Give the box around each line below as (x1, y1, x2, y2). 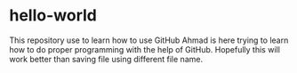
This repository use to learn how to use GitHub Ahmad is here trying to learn (9, 35, 289, 45)
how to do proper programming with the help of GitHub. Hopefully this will (9, 44, 280, 54)
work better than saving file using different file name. (9, 53, 203, 64)
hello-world (9, 5, 98, 26)
